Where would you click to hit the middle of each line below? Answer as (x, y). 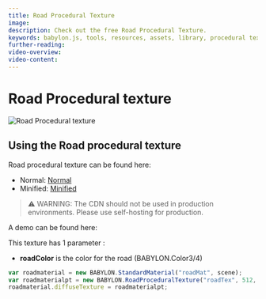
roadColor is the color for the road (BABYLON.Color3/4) (111, 258)
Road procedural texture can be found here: (80, 165)
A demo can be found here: (53, 227)
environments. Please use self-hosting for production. (116, 212)
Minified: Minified (48, 188)
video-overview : (35, 52)
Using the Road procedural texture (95, 146)
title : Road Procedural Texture (61, 15)
